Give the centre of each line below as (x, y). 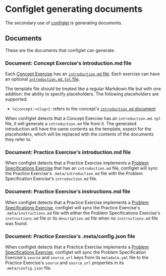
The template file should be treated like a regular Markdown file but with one (83, 89)
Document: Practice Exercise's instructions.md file (68, 191)
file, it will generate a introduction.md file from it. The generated (71, 124)
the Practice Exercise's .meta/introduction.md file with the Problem (74, 174)
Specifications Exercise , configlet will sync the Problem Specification (76, 252)
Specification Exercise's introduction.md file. (51, 179)
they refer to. (18, 139)
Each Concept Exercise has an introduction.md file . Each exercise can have (83, 74)
